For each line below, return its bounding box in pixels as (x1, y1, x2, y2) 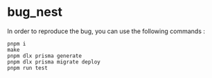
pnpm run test (7, 64, 48, 71)
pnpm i (7, 40, 26, 47)
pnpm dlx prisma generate (7, 52, 82, 59)
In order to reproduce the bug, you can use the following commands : (7, 27, 206, 35)
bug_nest (7, 4, 63, 20)
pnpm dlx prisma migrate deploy (7, 58, 100, 66)
